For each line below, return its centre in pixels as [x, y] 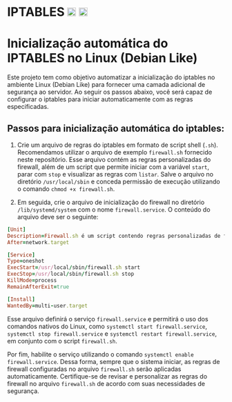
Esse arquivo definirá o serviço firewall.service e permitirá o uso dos [108, 319]
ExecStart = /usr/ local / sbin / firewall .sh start [74, 268]
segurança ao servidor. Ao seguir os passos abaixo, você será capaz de [110, 92]
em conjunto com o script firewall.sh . [62, 341]
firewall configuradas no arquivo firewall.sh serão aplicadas [94, 369]
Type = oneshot [26, 261]
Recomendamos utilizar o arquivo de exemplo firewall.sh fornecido [115, 152]
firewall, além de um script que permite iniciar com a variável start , [113, 167]
